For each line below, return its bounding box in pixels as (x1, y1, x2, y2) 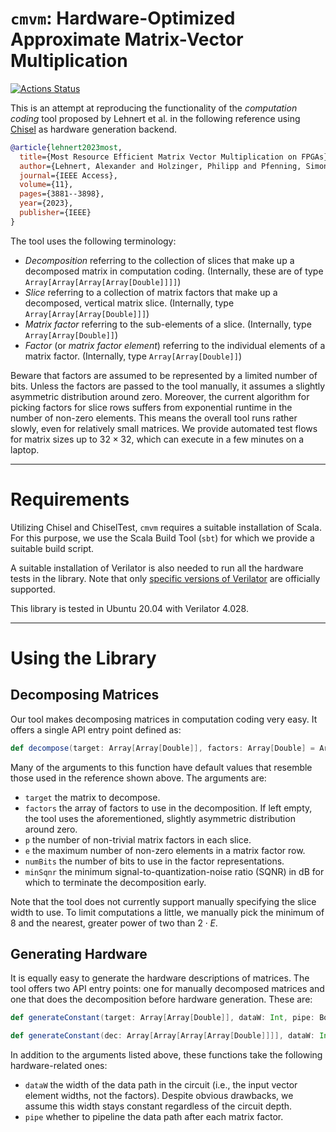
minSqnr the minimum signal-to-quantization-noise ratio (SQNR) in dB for (24, 865, 325, 877)
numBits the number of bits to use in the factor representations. (24, 855, 285, 867)
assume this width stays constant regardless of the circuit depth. (24, 1100, 293, 1112)
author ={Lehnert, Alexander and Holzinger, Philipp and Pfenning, (19, 161, 302, 171)
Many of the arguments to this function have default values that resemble (10, 761, 313, 773)
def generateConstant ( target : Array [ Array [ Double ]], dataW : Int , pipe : (10, 1013, 315, 1023)
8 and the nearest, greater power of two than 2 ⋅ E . (10, 917, 218, 929)
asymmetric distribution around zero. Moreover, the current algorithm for (10, 390, 310, 402)
